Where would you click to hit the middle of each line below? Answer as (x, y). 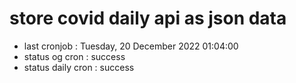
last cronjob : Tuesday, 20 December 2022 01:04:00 (131, 46)
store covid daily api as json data (148, 18)
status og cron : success (74, 56)
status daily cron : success (79, 67)
